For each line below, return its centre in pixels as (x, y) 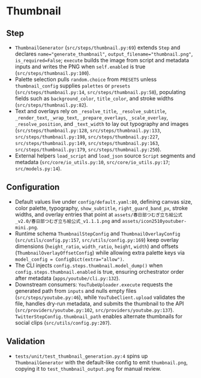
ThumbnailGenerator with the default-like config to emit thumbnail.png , (101, 362)
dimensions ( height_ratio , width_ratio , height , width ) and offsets (97, 246)
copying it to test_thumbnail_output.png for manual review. (88, 368)
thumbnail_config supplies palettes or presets (73, 86)
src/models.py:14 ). (38, 168)
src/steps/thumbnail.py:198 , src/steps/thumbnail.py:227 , (87, 137)
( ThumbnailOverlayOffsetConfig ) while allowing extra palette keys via (100, 252)
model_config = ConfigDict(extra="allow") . (70, 259)
